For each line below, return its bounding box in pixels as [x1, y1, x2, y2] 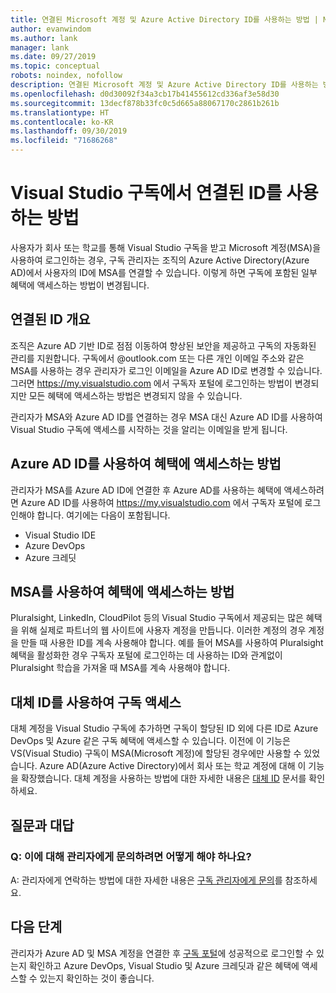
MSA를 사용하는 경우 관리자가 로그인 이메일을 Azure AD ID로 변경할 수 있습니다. [10, 364, 323, 376]
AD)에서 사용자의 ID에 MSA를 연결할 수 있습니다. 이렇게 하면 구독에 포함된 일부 [10, 266, 318, 278]
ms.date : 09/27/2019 [10, 52, 97, 62]
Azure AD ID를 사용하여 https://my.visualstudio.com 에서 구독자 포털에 [20, 496, 303, 508]
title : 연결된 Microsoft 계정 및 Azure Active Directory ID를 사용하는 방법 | [10, 14, 320, 25]
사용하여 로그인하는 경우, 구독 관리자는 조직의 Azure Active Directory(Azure [10, 254, 310, 266]
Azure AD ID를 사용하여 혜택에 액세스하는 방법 [10, 456, 282, 473]
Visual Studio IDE [24, 529, 97, 541]
